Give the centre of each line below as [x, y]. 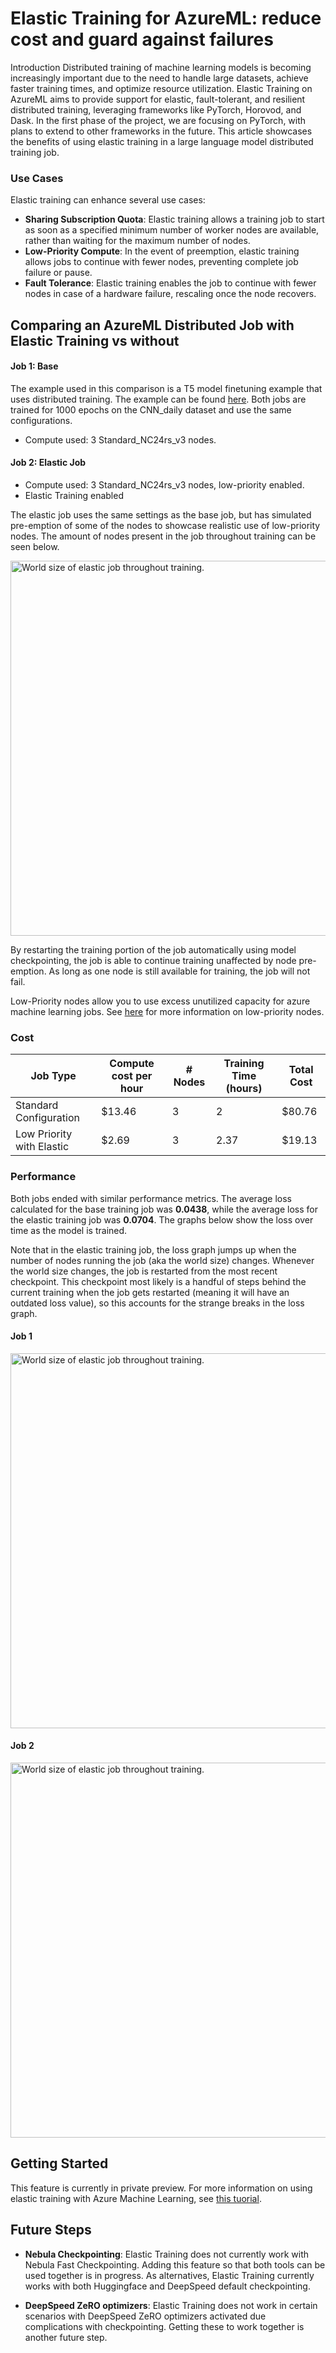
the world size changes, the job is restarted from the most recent [144, 1271]
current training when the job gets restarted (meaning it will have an [150, 1292]
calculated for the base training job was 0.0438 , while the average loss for [164, 1209]
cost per [132, 1076]
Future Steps [51, 2230]
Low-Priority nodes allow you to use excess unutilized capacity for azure [160, 1001]
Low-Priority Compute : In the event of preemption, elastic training [162, 251]
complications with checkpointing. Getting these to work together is [164, 2326]
